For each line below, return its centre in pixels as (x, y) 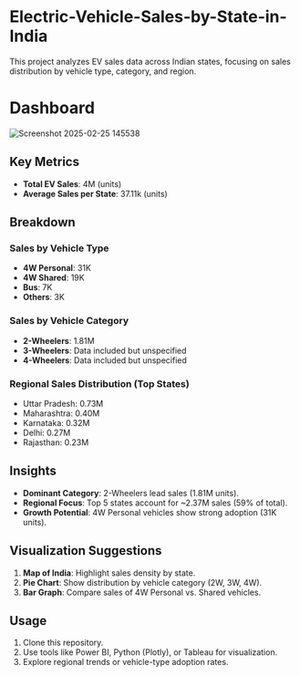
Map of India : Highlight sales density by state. (109, 573)
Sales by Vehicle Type (59, 248)
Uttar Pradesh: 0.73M (63, 403)
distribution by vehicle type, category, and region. (103, 71)
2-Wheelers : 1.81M (58, 340)
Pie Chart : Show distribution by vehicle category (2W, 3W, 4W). (142, 582)
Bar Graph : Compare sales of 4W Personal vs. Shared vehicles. (142, 592)
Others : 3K (44, 297)
